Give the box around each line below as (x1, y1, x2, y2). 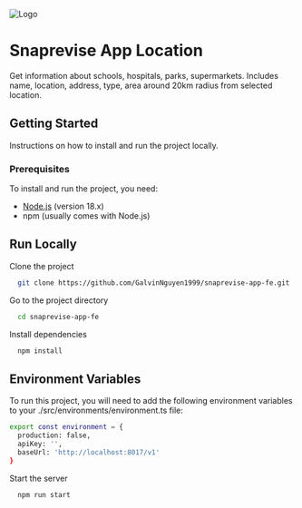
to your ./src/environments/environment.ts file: (9, 405, 183, 416)
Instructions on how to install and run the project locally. (9, 140, 219, 151)
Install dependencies (9, 328, 88, 339)
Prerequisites (9, 162, 70, 175)
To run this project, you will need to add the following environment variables (9, 396, 293, 406)
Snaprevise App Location (9, 41, 204, 61)
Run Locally (9, 237, 77, 252)
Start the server (9, 473, 68, 484)
